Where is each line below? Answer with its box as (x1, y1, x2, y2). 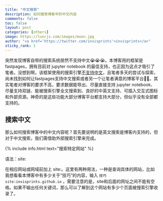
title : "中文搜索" (5, 7, 40, 12)
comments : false (5, 16, 38, 21)
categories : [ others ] (5, 30, 49, 35)
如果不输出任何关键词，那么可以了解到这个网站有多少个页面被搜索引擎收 (13, 184, 158, 190)
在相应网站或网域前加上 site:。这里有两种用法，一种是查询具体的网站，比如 (5, 166, 155, 172)
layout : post (5, 25, 32, 30)
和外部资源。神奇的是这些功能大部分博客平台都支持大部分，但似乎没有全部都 (5, 93, 158, 100)
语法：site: (5, 156, 27, 162)
